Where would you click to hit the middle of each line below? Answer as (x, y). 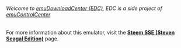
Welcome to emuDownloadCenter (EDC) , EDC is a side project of (84, 8)
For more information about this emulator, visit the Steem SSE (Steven (90, 33)
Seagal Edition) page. (32, 39)
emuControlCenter (28, 14)
